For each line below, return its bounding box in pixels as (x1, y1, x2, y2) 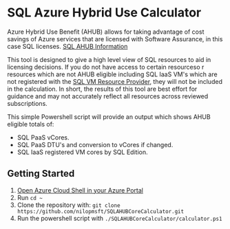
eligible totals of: (7, 120, 54, 128)
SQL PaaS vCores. (17, 133, 70, 142)
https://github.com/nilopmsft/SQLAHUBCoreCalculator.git (17, 208, 185, 215)
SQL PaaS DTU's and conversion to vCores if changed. (17, 140, 174, 149)
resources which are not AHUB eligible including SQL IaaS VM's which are (7, 70, 218, 78)
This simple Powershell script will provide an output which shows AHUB (7, 112, 211, 121)
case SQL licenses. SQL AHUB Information (7, 42, 128, 50)
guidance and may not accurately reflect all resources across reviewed (7, 91, 209, 100)
